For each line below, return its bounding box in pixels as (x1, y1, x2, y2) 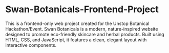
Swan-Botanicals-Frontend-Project (5, 4, 159, 15)
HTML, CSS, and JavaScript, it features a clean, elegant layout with (5, 37, 147, 43)
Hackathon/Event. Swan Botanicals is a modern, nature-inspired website (5, 25, 158, 32)
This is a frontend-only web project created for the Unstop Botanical (5, 20, 150, 26)
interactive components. (5, 42, 57, 48)
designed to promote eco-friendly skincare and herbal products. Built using (5, 31, 165, 37)
